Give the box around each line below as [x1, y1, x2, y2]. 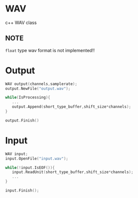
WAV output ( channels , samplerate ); [5, 81, 78, 86]
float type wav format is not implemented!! [5, 47, 95, 53]
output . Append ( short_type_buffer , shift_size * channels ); [12, 104, 131, 109]
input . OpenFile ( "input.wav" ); [5, 156, 69, 161]
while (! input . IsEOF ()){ [5, 165, 55, 170]
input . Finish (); [5, 188, 39, 193]
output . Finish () [5, 118, 39, 123]
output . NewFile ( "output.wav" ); [5, 86, 71, 91]
